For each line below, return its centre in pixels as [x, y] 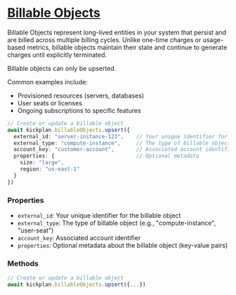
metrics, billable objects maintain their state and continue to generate [127, 47]
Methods [23, 263]
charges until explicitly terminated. [57, 55]
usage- [213, 39]
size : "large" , [42, 163]
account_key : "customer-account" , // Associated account [108, 150]
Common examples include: [47, 81]
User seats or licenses [50, 103]
